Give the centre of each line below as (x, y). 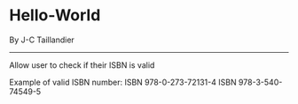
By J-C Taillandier (42, 40)
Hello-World (55, 15)
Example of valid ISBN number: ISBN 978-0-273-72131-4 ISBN (123, 82)
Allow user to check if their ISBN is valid (82, 65)
